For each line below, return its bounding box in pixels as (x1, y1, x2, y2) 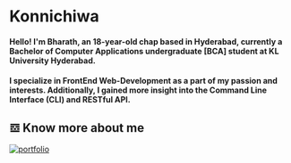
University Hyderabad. (9, 55, 96, 66)
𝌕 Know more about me (9, 120, 145, 135)
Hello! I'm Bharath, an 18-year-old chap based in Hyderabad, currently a (9, 36, 283, 46)
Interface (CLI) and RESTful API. (9, 94, 132, 105)
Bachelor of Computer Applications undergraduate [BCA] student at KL (9, 45, 279, 56)
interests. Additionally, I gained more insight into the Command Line (9, 85, 267, 95)
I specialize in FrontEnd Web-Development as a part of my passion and (9, 76, 278, 86)
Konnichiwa (9, 6, 100, 27)
